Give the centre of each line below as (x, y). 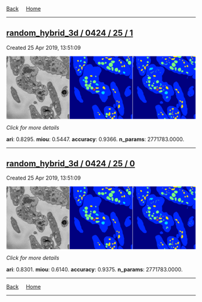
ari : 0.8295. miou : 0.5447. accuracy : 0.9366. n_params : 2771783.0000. (95, 139)
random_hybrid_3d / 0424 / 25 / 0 (71, 164)
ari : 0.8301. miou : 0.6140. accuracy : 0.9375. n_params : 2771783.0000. (95, 270)
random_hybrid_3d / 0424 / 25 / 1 (70, 33)
